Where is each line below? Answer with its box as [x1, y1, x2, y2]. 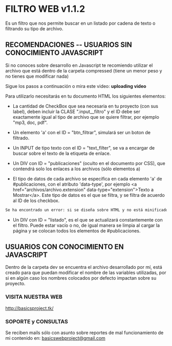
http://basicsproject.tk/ [5, 305, 54, 311]
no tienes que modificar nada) [5, 73, 69, 79]
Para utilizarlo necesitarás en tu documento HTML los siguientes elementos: [5, 93, 166, 99]
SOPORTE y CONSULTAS [5, 318, 68, 325]
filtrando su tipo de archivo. [5, 25, 63, 31]
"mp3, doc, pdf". [12, 119, 48, 125]
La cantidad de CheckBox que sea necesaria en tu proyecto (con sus [12, 103, 159, 109]
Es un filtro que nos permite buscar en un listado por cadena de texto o [5, 20, 156, 26]
